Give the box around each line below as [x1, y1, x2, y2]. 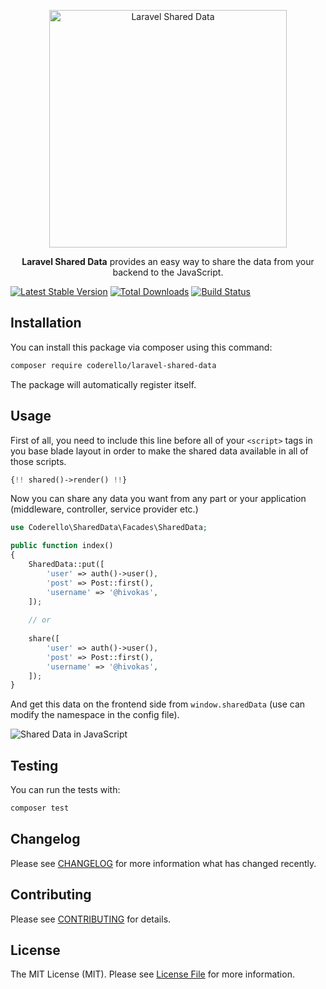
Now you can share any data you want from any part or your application [10, 493, 307, 505]
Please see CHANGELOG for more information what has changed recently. [10, 857, 317, 869]
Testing [10, 757, 59, 774]
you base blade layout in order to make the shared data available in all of [10, 445, 309, 457]
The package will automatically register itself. [10, 378, 197, 390]
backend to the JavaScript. [112, 266, 224, 278]
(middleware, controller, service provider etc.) [10, 503, 199, 515]
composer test [10, 803, 70, 814]
